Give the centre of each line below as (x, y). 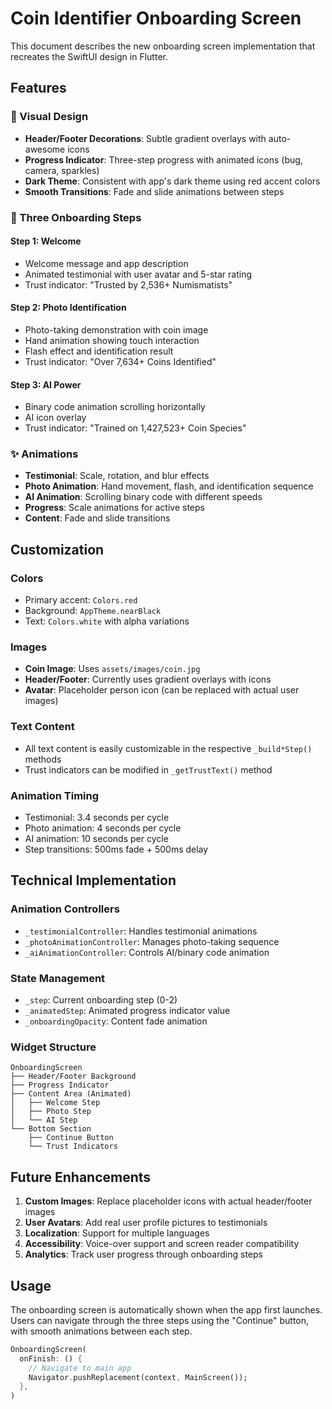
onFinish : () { (51, 1358)
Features (38, 88)
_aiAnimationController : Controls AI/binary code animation (147, 952)
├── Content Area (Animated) (71, 1094)
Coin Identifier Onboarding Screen (156, 18)
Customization (57, 549)
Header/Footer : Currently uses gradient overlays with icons (148, 679)
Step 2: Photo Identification (68, 308)
